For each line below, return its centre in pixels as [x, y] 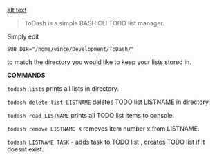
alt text [17, 10]
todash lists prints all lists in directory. [63, 88]
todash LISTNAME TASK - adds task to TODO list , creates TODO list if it [106, 142]
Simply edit [23, 36]
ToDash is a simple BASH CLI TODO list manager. [94, 23]
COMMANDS [26, 75]
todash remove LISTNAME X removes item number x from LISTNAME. [103, 129]
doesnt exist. [26, 149]
